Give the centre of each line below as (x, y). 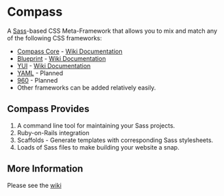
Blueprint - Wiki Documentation (61, 58)
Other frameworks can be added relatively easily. (86, 87)
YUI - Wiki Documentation (54, 66)
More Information (45, 169)
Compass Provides (48, 109)
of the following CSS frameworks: (55, 38)
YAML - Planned (40, 73)
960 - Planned (37, 80)
